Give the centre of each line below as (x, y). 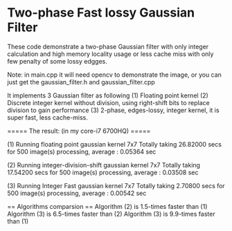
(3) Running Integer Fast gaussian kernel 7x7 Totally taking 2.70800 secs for (116, 185)
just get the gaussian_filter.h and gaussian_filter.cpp (81, 82)
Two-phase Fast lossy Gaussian (101, 13)
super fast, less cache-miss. (47, 117)
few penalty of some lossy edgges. (57, 61)
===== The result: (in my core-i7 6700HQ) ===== (79, 131)
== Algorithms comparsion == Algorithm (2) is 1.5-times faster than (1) (107, 206)
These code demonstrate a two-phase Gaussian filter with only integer (108, 46)
